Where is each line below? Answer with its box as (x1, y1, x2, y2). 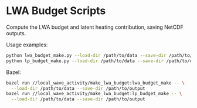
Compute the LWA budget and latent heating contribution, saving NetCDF (6, 23, 184, 31)
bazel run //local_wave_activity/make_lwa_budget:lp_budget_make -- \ (6, 91, 182, 97)
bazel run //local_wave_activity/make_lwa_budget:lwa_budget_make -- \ (6, 80, 185, 86)
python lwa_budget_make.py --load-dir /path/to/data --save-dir (6, 52, 167, 58)
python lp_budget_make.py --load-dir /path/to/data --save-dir (6, 58, 164, 64)
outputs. (6, 29, 26, 36)
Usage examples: (6, 41, 48, 48)
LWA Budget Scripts (6, 4, 106, 18)
